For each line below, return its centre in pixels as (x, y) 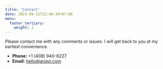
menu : (10, 18)
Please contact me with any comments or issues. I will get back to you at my (81, 41)
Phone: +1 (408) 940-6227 (39, 56)
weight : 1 (24, 28)
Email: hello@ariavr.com (36, 61)
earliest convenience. (27, 47)
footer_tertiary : (27, 23)
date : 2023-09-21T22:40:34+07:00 (39, 14)
